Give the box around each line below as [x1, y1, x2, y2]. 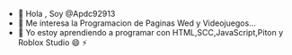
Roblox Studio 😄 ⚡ [17, 37, 88, 48]
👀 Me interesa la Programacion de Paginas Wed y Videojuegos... [17, 18, 256, 28]
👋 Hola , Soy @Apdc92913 [17, 9, 116, 19]
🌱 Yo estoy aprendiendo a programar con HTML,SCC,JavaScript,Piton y [17, 27, 284, 37]
